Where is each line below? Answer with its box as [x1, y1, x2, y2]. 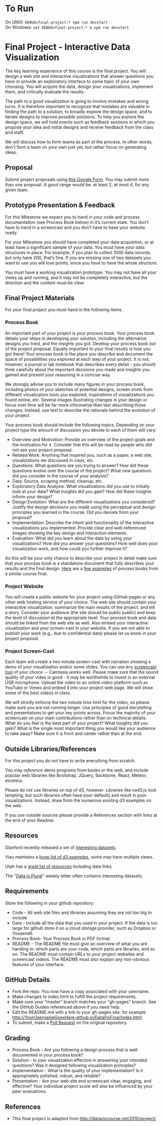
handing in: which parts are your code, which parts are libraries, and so [12, 946, 155, 951]
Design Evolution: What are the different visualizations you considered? [12, 499, 155, 505]
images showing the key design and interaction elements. [12, 530, 128, 536]
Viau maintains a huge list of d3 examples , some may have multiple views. [5, 854, 154, 860]
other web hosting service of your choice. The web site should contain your [5, 599, 157, 605]
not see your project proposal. [12, 447, 73, 453]
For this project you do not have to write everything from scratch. [5, 758, 136, 764]
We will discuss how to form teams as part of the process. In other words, [5, 139, 153, 145]
